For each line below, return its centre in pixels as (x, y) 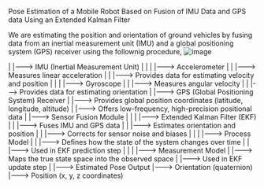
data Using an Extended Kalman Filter (69, 20)
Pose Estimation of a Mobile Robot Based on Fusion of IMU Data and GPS (127, 11)
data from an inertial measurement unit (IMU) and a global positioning (121, 43)
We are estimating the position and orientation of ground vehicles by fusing (130, 35)
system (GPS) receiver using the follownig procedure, (95, 52)
